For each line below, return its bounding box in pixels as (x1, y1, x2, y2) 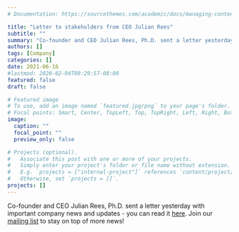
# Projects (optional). (7, 148, 78, 156)
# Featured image (7, 96, 59, 104)
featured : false (7, 76, 55, 84)
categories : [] (7, 56, 53, 64)
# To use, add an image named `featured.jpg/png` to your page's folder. (7, 103, 231, 110)
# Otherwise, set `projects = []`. (7, 176, 119, 183)
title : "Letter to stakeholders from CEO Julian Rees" (7, 23, 174, 31)
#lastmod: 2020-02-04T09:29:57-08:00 (7, 69, 119, 77)
